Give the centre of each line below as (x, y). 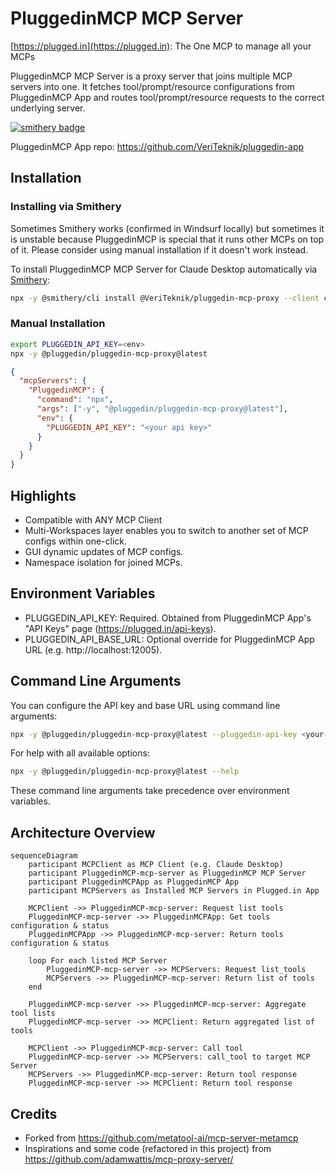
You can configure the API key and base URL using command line (145, 705)
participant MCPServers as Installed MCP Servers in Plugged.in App (174, 891)
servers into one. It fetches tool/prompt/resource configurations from (152, 86)
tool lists (33, 1013)
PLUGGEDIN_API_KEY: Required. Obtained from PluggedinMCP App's (168, 618)
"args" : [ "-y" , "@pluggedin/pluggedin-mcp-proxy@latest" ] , (162, 409)
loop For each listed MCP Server (98, 961)
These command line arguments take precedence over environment (150, 791)
